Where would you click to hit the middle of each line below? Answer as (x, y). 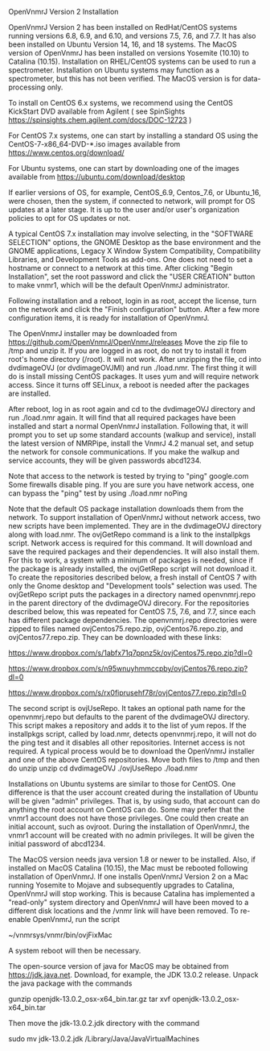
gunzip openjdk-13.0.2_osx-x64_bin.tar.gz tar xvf (90, 999)
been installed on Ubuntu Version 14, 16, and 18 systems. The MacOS (123, 44)
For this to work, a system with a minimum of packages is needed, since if (131, 560)
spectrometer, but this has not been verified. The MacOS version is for (125, 79)
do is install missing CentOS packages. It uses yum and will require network (134, 376)
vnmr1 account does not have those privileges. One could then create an (129, 818)
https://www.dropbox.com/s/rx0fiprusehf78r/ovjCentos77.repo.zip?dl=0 (127, 693)
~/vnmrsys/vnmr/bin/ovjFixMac (60, 935)
